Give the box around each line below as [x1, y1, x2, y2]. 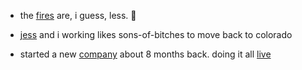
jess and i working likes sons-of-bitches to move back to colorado [19, 29, 293, 40]
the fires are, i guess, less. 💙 [19, 10, 137, 21]
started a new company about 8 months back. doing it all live [19, 48, 272, 60]
